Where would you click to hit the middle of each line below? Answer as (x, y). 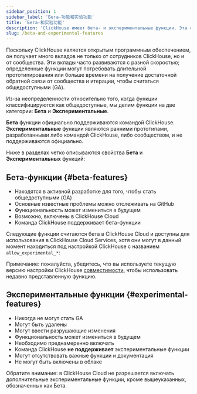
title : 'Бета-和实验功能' (35, 22)
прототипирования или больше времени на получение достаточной (91, 75)
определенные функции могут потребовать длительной (76, 69)
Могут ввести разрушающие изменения (65, 330)
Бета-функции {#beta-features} (67, 177)
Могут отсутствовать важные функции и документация (84, 355)
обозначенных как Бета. (37, 385)
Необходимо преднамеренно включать (64, 343)
